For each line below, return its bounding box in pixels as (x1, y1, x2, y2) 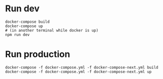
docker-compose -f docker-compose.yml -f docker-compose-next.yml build (5, 65, 159, 70)
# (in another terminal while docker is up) (5, 28, 99, 33)
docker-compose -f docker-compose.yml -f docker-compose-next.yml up (5, 69, 152, 74)
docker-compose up (5, 23, 43, 29)
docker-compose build (5, 19, 50, 24)
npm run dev (5, 32, 30, 37)
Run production (5, 49, 70, 60)
